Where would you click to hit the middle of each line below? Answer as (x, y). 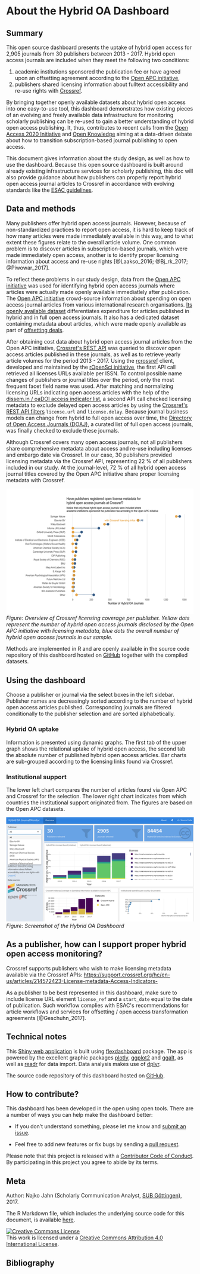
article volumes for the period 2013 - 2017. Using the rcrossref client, (90, 360)
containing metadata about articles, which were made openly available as (96, 323)
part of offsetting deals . (35, 330)
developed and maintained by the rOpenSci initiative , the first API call (91, 367)
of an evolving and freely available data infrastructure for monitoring (90, 115)
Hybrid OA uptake (32, 729)
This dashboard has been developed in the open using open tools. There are (100, 1108)
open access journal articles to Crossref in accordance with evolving (90, 184)
